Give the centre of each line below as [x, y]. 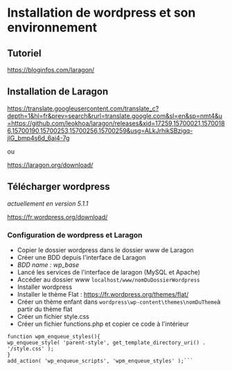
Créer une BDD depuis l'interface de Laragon [81, 257]
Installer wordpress [45, 287]
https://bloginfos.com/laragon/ [51, 70]
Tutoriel [24, 53]
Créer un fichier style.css [53, 316]
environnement [52, 27]
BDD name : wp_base [48, 265]
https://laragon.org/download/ [50, 165]
